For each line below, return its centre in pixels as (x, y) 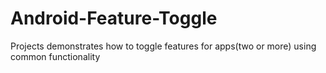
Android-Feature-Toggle (114, 18)
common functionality (55, 56)
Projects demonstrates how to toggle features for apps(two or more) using (163, 46)
